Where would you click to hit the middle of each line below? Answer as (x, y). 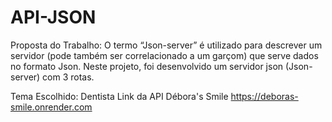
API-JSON (53, 17)
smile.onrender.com (51, 107)
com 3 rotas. (68, 77)
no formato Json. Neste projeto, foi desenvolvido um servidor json (147, 66)
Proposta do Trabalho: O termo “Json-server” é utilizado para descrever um (166, 45)
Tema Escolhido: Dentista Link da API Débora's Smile (119, 96)
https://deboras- (264, 96)
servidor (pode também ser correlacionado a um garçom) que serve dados (164, 55)
